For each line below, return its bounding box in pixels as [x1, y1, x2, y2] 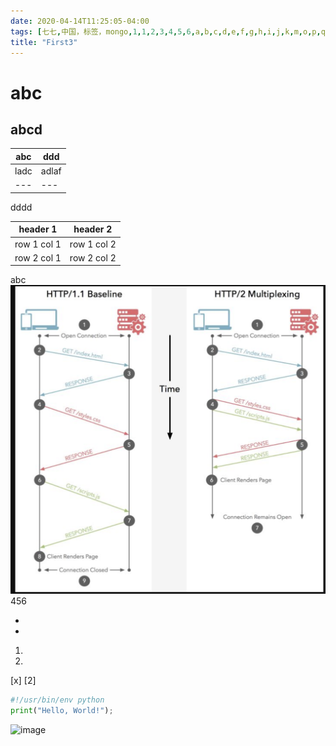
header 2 [73, 223, 113, 235]
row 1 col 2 [69, 238, 117, 250]
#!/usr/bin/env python [10, 695, 105, 705]
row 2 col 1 [14, 251, 62, 264]
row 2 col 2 [69, 251, 117, 264]
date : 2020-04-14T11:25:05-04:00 [10, 16, 150, 26]
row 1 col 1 [14, 238, 62, 250]
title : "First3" [10, 37, 78, 47]
